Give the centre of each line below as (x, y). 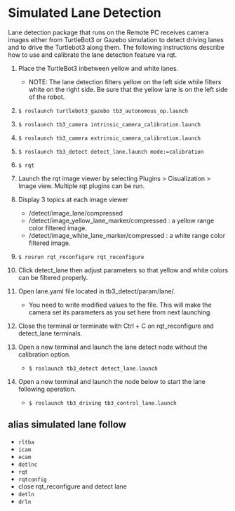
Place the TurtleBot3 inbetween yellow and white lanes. (98, 68)
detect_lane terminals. (50, 333)
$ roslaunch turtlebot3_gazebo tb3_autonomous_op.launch (103, 111)
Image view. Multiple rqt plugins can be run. (81, 186)
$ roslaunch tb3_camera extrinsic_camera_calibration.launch (109, 138)
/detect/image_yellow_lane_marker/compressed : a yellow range (121, 220)
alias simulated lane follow (67, 425)
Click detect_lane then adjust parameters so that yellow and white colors (123, 270)
